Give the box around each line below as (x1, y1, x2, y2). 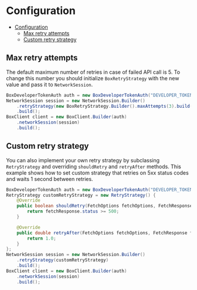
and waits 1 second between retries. (6, 175, 93, 182)
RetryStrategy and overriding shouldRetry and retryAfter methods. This (6, 163, 182, 170)
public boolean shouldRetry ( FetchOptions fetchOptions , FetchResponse (16, 203, 193, 209)
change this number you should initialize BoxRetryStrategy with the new (6, 74, 179, 81)
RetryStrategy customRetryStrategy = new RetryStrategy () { (6, 192, 157, 198)
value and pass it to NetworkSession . (6, 81, 93, 88)
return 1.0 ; (27, 236, 57, 241)
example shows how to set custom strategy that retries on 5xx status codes (6, 169, 189, 176)
